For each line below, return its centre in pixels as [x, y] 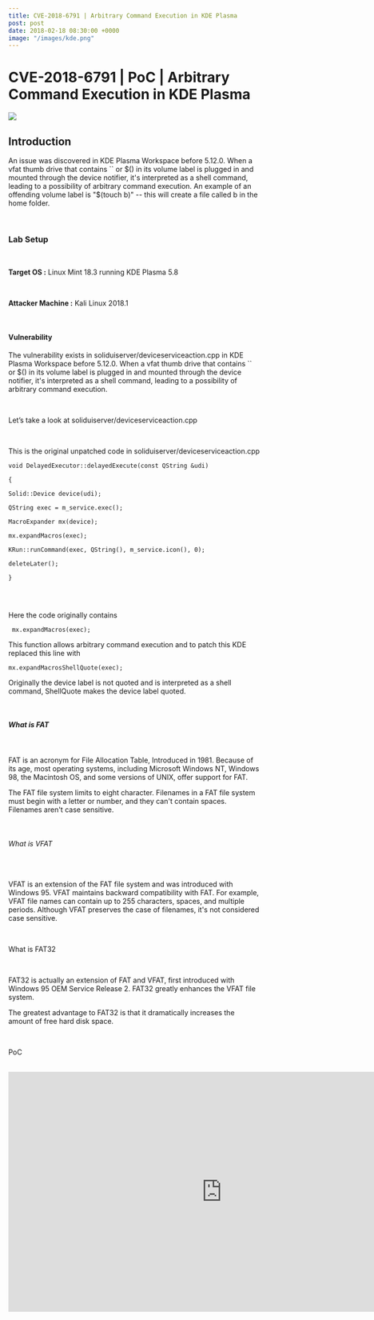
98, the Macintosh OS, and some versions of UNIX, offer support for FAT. [128, 778]
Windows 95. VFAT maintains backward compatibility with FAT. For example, [134, 892]
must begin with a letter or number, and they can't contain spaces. [117, 802]
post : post [26, 23]
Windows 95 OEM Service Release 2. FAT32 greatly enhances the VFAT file [132, 988]
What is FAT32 [32, 949]
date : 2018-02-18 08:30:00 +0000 [64, 30]
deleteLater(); [34, 564]
